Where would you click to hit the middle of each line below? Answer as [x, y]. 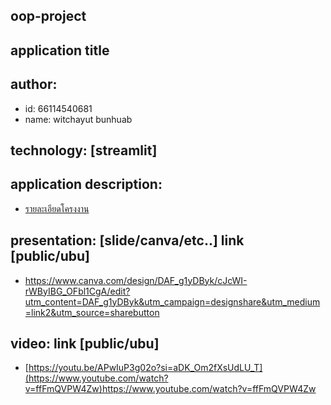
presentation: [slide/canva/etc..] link [127, 240]
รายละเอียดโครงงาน [57, 208]
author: [34, 84]
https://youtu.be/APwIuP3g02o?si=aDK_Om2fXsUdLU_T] [145, 368]
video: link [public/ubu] [85, 343]
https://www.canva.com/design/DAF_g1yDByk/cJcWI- [136, 280]
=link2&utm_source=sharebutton [92, 312]
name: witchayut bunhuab [78, 119]
